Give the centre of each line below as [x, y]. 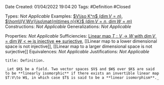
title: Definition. [25, 61]
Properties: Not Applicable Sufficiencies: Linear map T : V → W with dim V [80, 36]
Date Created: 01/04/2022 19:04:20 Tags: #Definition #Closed [68, 7]
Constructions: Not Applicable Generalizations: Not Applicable [68, 26]
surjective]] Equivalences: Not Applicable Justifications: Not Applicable [77, 52]
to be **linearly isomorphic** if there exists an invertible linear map [82, 73]
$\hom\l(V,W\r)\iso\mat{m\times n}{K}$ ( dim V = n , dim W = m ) [69, 21]
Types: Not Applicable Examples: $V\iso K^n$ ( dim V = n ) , [64, 16]
